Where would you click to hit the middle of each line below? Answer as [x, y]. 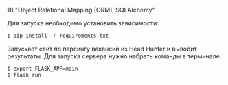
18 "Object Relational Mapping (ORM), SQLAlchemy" [81, 10]
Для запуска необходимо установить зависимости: [83, 23]
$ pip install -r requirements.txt [58, 36]
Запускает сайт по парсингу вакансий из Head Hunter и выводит [102, 49]
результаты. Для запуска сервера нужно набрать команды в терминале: [114, 56]
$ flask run [24, 75]
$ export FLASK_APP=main [43, 69]
